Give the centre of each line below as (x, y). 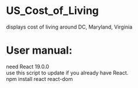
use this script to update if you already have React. (67, 73)
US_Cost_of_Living (53, 11)
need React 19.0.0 (28, 66)
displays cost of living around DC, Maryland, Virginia (69, 27)
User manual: (39, 50)
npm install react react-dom (39, 79)
